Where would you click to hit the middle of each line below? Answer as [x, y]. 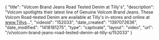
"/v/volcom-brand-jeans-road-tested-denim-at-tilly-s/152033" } [69, 33]
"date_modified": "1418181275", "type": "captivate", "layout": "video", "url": [79, 27]
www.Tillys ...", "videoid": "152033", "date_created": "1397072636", [71, 22]
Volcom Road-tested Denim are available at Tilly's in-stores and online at [77, 17]
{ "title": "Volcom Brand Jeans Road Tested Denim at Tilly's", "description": [80, 7]
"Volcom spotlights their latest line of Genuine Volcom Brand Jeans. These [79, 12]
